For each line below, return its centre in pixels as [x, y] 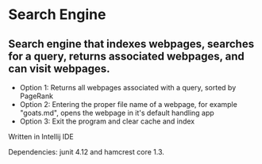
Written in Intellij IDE [41, 137]
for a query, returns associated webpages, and [126, 56]
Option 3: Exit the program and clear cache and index [107, 121]
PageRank [37, 96]
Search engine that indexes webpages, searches [131, 44]
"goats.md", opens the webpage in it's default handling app [117, 113]
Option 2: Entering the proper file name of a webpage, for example [129, 104]
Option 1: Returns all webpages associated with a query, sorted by [128, 88]
